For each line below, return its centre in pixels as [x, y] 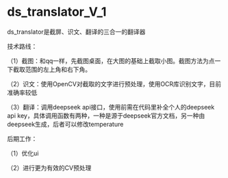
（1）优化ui [23, 153]
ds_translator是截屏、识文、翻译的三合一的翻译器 [76, 31]
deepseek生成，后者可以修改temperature [65, 124]
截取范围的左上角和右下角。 [52, 69]
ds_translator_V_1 [57, 12]
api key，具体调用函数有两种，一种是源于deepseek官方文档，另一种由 [106, 115]
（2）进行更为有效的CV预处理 [49, 168]
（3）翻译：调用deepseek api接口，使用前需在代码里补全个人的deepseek [111, 107]
